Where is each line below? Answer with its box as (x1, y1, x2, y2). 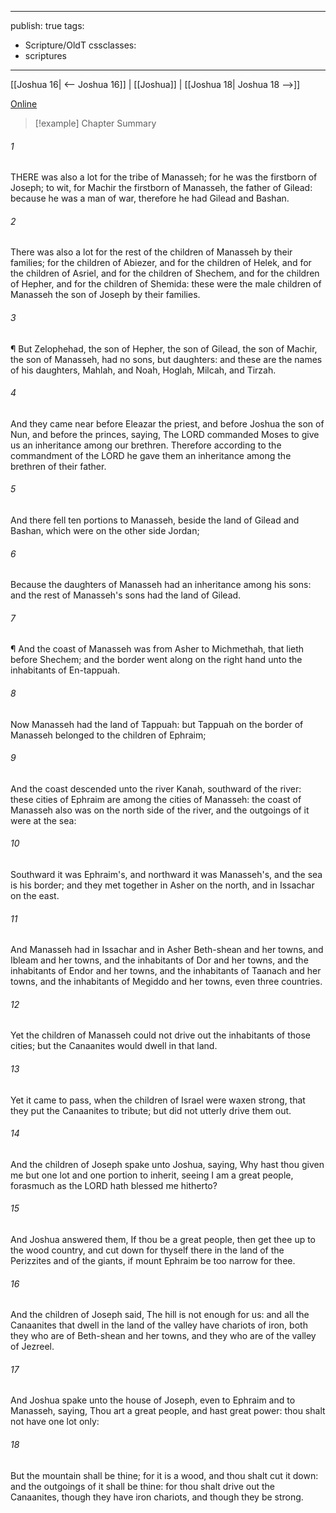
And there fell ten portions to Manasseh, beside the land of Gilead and (10, 514, 300, 526)
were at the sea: (10, 814, 77, 826)
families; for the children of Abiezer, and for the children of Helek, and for (10, 257, 312, 269)
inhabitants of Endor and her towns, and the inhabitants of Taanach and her (10, 965, 322, 977)
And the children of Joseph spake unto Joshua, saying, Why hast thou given (10, 1158, 325, 1170)
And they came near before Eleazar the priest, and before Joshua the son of (10, 417, 325, 430)
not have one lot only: (10, 1416, 100, 1428)
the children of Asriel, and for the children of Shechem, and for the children (10, 267, 320, 280)
